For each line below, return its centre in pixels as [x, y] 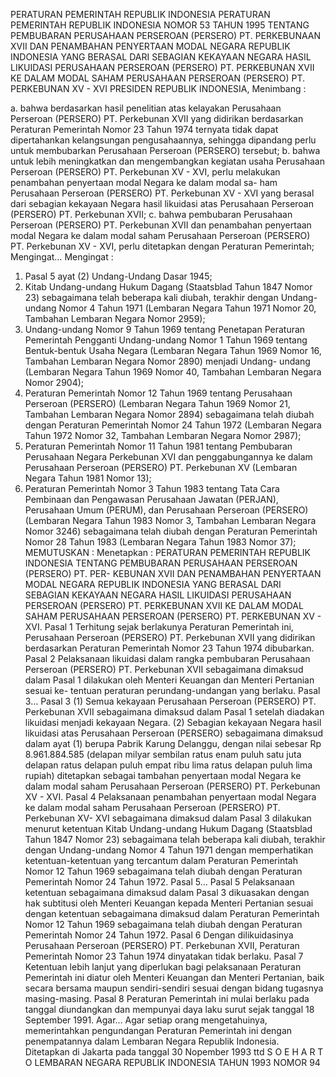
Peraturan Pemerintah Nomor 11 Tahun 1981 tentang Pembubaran [158, 446]
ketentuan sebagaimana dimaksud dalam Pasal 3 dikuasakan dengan [167, 892]
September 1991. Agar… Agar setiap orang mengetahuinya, [146, 1020]
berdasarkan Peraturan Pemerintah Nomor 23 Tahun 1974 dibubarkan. [169, 648]
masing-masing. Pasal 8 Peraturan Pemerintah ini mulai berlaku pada [167, 998]
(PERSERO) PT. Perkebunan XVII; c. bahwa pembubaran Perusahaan [151, 214]
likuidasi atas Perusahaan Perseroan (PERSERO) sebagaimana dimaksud [174, 733]
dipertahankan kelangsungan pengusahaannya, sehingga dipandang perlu [163, 140]
